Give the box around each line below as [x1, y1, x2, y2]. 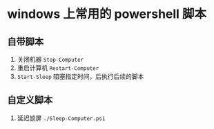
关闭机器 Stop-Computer [17, 56, 84, 63]
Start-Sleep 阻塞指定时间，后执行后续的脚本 [17, 73, 144, 80]
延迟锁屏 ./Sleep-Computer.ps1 [17, 114, 106, 122]
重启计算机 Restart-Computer [17, 64, 99, 72]
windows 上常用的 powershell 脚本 [7, 6, 207, 22]
